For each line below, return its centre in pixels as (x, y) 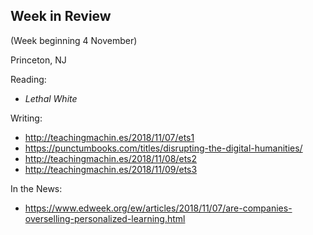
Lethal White (51, 98)
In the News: (36, 188)
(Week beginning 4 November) (74, 40)
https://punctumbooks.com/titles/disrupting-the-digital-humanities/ (163, 148)
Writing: (26, 118)
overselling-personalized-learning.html (105, 218)
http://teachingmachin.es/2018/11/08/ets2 (111, 158)
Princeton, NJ (38, 60)
